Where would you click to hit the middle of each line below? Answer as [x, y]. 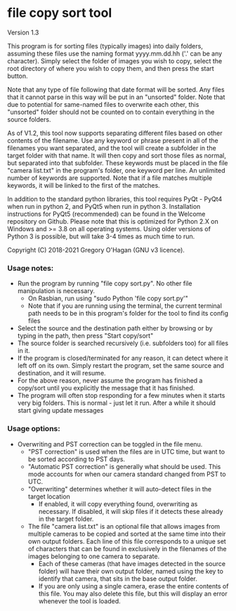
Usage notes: [31, 268]
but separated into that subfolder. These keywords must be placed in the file [118, 162]
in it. [24, 351]
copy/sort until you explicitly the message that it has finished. [106, 388]
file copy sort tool [60, 13]
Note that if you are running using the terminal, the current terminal [125, 306]
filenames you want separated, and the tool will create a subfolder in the [112, 148]
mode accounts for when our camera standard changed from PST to [127, 474]
